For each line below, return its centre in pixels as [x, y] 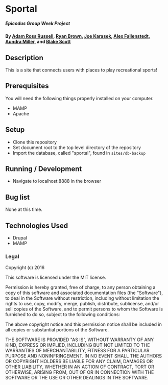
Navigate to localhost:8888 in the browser [57, 181]
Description [24, 57]
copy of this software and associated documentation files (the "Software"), [84, 293]
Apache [21, 113]
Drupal [20, 238]
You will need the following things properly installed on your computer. [79, 98]
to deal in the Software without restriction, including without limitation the [82, 298]
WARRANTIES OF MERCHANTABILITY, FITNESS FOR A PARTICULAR [77, 351]
